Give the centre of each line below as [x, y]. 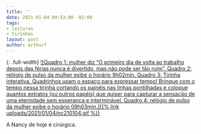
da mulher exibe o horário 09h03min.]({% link [63, 106]
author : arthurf [26, 45]
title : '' [19, 12]
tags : [13, 23]
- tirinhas [20, 34]
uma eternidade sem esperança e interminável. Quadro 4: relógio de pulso [98, 100]
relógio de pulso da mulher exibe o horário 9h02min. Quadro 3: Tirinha [93, 75]
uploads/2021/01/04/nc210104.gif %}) [53, 113]
